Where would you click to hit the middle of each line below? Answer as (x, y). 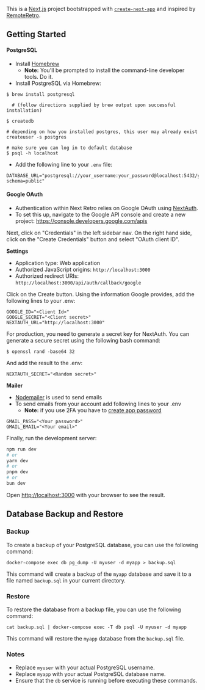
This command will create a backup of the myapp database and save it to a (99, 574)
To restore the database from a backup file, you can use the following (94, 609)
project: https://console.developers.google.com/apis (81, 221)
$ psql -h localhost (33, 153)
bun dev (16, 484)
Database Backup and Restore (65, 514)
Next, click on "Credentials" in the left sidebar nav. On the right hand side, (99, 233)
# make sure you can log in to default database (69, 148)
